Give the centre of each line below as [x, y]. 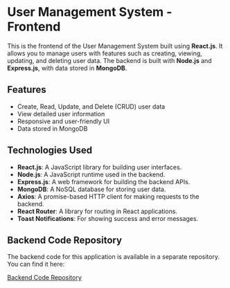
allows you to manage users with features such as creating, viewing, [105, 53]
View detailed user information [61, 114]
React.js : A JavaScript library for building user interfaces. [99, 167]
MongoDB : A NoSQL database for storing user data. [91, 189]
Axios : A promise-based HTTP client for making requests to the [108, 196]
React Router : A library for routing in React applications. [97, 211]
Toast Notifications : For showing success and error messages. [108, 218]
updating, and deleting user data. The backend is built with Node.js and [110, 60]
